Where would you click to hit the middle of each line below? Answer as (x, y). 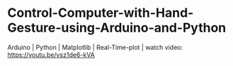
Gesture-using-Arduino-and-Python (117, 28)
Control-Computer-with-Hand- (101, 13)
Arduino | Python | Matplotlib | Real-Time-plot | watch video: (95, 47)
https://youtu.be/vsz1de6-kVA (51, 55)
